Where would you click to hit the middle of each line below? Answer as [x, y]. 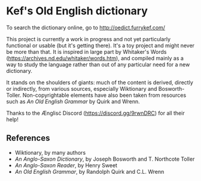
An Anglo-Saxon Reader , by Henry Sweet [66, 165]
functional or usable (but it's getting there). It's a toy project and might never [100, 45]
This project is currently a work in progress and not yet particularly [88, 39]
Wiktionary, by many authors [50, 152]
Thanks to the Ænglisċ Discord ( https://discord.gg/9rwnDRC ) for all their [95, 113]
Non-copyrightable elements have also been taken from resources [104, 95]
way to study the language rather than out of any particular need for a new [98, 65]
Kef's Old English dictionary [77, 11]
